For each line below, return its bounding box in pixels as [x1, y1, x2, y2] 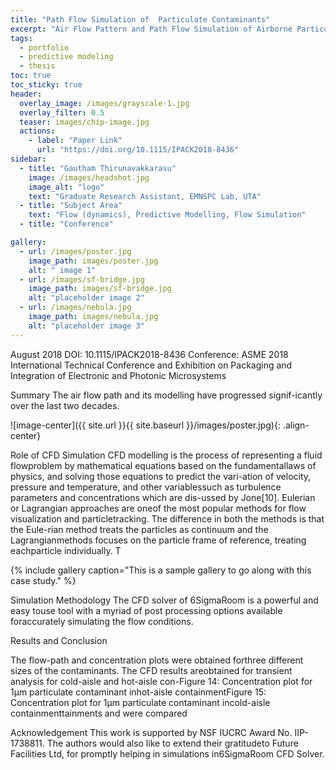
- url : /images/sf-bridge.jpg [19, 274, 145, 285]
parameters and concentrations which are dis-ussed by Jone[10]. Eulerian [10, 491, 316, 503]
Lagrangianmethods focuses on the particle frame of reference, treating [10, 534, 307, 546]
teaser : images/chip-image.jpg [19, 117, 150, 127]
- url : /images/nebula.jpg [19, 302, 132, 313]
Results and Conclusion [10, 634, 108, 646]
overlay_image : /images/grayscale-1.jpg [19, 98, 190, 108]
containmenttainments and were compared [10, 707, 188, 719]
